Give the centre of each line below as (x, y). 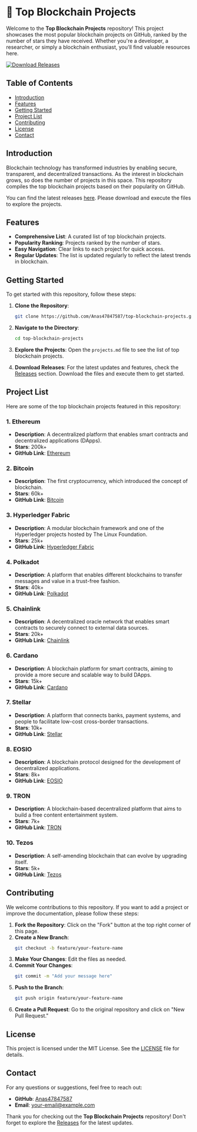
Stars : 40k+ (29, 587)
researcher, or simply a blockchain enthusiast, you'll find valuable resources (98, 47)
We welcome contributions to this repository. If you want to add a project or (98, 907)
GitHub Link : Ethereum (42, 453)
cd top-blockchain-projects (49, 339)
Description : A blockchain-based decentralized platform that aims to (98, 809)
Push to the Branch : (39, 987)
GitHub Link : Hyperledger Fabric (54, 547)
